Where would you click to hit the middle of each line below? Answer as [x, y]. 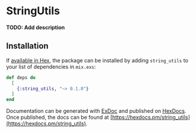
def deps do [21, 77]
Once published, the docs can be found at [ [59, 118]
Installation [27, 46]
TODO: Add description [36, 27]
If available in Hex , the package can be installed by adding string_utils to [97, 60]
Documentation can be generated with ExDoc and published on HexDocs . [96, 111]
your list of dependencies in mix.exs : [51, 66]
